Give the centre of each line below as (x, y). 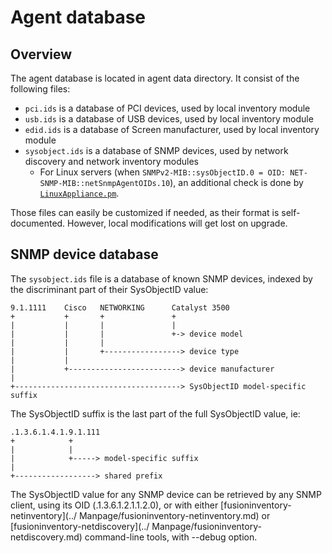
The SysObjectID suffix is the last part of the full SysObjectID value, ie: (155, 413)
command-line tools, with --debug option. (171, 537)
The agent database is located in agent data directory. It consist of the (155, 78)
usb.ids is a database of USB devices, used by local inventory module (169, 119)
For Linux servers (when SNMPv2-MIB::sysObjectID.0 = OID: (163, 172)
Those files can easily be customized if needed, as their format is (145, 212)
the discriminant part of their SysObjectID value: (109, 289)
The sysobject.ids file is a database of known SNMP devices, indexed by (161, 278)
